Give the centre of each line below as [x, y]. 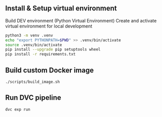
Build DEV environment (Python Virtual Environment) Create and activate [81, 20]
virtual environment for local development [49, 26]
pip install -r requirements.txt [40, 54]
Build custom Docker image [50, 70]
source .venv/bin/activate [34, 45]
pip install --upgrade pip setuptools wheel [53, 50]
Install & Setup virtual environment [61, 8]
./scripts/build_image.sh [32, 82]
